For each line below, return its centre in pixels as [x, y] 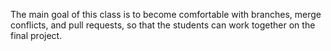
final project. [36, 35]
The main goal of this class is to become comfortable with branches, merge [166, 14]
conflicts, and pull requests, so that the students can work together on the [163, 25]
